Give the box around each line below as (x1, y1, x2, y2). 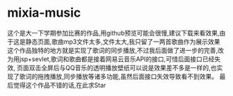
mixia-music (7, 5, 81, 21)
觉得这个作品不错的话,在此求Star (13, 81, 106, 89)
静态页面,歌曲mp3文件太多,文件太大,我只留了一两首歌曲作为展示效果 (25, 37, 220, 46)
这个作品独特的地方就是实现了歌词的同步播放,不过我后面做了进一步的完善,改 (7, 46, 225, 54)
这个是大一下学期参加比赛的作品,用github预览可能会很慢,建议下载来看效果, (7, 29, 220, 37)
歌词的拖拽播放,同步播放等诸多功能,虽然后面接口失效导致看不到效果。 (19, 72, 218, 81)
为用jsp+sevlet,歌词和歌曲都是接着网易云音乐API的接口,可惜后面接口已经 (7, 54, 215, 63)
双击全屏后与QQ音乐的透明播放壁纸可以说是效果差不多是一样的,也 (29, 63, 217, 72)
